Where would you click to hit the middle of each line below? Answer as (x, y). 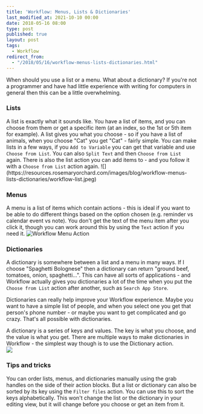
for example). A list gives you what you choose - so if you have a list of (94, 134)
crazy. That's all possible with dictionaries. (59, 319)
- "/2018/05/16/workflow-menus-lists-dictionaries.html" (85, 62)
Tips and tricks (29, 365)
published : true (27, 34)
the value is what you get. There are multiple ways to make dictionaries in (98, 337)
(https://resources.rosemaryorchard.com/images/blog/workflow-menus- (97, 172)
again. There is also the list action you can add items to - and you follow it (98, 160)
